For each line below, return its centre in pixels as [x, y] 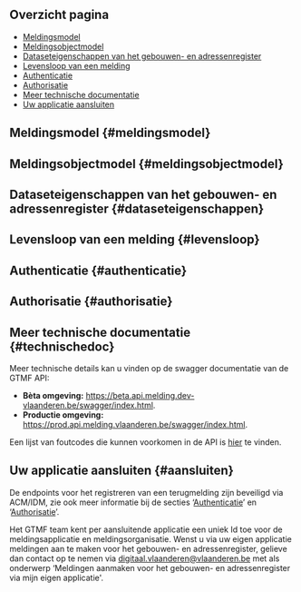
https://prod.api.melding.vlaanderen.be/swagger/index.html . [135, 424]
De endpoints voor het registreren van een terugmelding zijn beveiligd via [146, 492]
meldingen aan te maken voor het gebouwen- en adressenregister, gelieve [148, 548]
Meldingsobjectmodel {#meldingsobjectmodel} [146, 164]
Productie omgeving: [63, 414]
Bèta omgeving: [53, 395]
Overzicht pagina [59, 15]
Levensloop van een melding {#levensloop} [135, 240]
